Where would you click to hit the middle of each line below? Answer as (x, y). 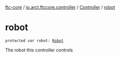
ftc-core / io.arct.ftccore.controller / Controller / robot (60, 7)
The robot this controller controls (39, 50)
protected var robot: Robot (34, 40)
